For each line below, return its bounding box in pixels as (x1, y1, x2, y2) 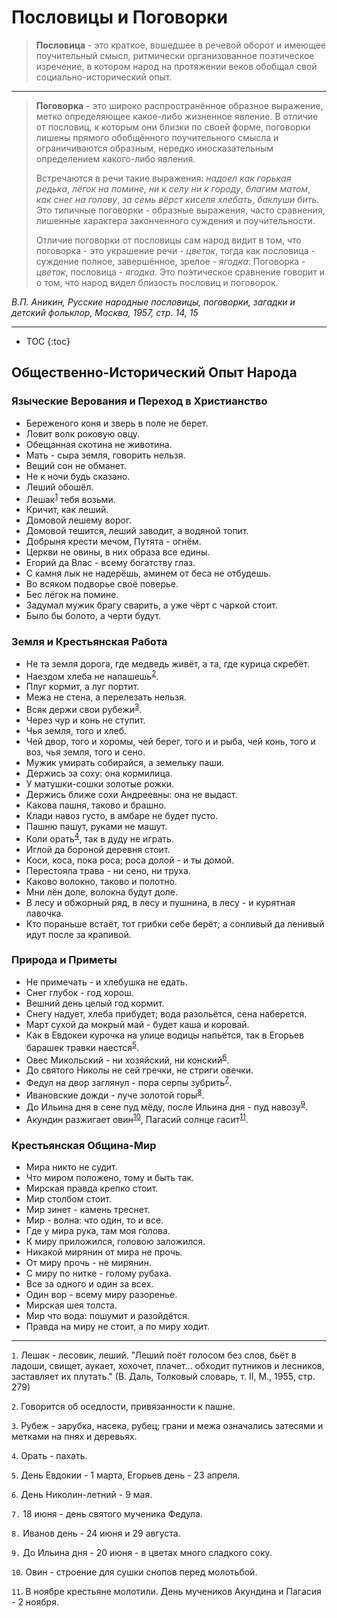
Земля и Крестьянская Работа (11, 635, 168, 649)
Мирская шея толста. (25, 1299, 118, 1311)
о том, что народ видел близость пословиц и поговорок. (35, 276, 279, 288)
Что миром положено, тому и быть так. (25, 1172, 195, 1184)
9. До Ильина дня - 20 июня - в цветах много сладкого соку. (11, 1547, 273, 1559)
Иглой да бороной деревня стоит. (25, 843, 171, 855)
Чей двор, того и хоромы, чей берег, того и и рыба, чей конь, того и (25, 735, 316, 747)
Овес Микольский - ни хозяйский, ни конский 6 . (25, 1052, 230, 1066)
